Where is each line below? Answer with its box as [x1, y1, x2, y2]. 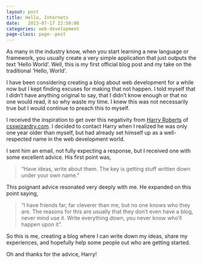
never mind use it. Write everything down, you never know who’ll [21, 214, 182, 222]
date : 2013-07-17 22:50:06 [6, 20, 80, 26]
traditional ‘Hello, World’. [6, 67, 68, 74]
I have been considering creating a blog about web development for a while [6, 79, 194, 86]
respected [6, 135, 32, 143]
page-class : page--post [6, 31, 66, 37]
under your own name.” [21, 172, 80, 179]
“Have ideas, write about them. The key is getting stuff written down [21, 166, 191, 173]
